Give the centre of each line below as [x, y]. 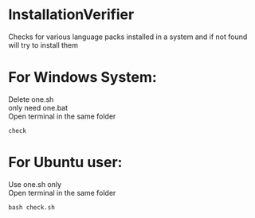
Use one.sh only [35, 184]
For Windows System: [82, 78]
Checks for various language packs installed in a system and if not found [128, 37]
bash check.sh [32, 207]
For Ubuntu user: [65, 163]
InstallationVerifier [71, 15]
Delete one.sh [31, 99]
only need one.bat [38, 107]
